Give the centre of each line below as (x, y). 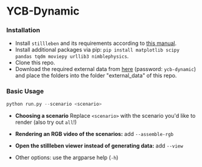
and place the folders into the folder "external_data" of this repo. (96, 76)
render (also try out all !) (46, 122)
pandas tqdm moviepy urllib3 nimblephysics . (72, 56)
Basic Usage (25, 91)
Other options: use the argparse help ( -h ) (67, 157)
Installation (23, 30)
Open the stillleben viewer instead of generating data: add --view (99, 145)
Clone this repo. (35, 63)
